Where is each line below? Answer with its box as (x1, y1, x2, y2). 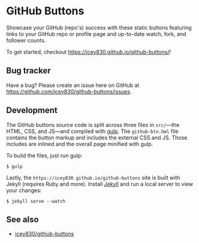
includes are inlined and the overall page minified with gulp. (6, 140, 153, 147)
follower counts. (6, 37, 46, 44)
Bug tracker (6, 66, 51, 76)
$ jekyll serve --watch (6, 198, 66, 204)
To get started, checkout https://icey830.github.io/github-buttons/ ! (6, 48, 171, 55)
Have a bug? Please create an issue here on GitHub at (6, 81, 140, 89)
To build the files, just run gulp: (6, 151, 83, 159)
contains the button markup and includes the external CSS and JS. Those (6, 133, 188, 141)
